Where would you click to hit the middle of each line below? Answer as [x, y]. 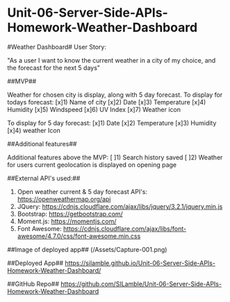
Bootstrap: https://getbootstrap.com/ [70, 214]
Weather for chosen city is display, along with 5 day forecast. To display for [115, 95]
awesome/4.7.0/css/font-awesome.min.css [79, 236]
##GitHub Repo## [33, 284]
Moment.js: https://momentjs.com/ [67, 221]
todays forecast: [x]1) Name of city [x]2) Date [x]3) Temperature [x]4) [107, 102]
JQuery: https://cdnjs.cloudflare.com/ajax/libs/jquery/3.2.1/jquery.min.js [120, 206]
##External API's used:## [44, 178]
